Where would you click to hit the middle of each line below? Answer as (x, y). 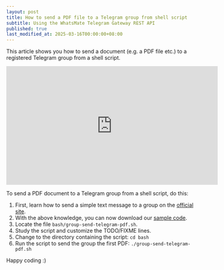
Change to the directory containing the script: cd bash (82, 237)
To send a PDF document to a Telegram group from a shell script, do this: (98, 193)
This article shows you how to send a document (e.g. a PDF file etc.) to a (97, 51)
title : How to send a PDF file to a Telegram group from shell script (97, 17)
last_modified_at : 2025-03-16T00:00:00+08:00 (64, 34)
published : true (27, 29)
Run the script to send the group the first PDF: (72, 243)
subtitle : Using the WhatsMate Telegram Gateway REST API (81, 23)
